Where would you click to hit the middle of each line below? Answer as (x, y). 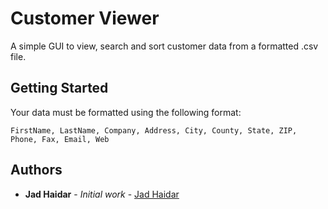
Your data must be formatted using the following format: (126, 112)
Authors (36, 170)
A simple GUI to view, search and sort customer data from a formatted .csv (164, 46)
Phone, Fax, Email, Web (60, 139)
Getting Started (59, 88)
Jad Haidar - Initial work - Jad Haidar (102, 194)
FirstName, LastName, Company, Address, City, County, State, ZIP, (154, 130)
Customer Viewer (85, 18)
